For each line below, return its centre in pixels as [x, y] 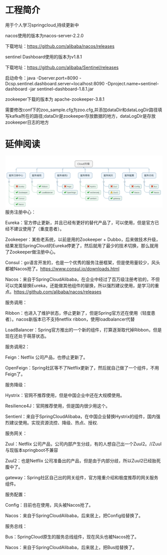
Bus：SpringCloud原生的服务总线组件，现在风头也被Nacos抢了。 [72, 537]
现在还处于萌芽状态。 [27, 336]
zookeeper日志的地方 [27, 122]
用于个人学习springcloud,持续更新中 [42, 25]
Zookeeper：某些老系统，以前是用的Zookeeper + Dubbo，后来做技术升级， [83, 239]
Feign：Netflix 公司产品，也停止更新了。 [47, 358]
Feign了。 [15, 374]
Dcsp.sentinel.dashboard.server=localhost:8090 [55, 83]
